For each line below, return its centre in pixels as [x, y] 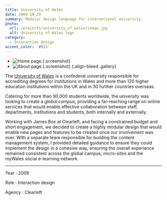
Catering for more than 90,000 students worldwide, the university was [77, 96]
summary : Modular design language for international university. [74, 19]
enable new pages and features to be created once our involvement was [79, 132]
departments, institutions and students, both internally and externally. [76, 112]
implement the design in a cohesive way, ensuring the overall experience [80, 148]
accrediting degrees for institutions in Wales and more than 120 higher [77, 81]
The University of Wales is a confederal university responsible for [72, 76]
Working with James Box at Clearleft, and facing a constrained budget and [82, 121]
